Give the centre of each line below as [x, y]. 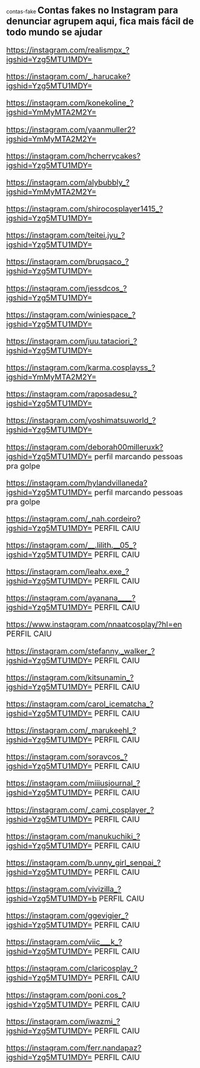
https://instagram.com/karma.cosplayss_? [81, 368]
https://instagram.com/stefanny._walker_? [80, 651]
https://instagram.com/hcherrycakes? [74, 156]
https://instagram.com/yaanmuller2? [71, 129]
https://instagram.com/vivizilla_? [64, 889]
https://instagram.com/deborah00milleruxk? [85, 447]
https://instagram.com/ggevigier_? [68, 916]
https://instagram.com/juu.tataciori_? [72, 341]
